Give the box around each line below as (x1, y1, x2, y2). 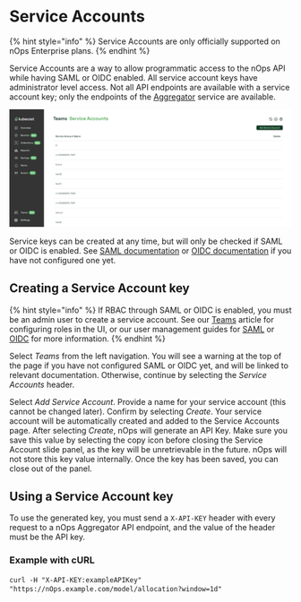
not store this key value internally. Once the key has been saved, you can (9, 453, 279, 464)
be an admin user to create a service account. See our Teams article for (9, 314, 275, 324)
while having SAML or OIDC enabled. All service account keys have (9, 72, 258, 82)
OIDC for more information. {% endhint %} (9, 333, 166, 344)
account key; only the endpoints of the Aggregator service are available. (9, 91, 276, 102)
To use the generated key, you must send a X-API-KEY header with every (9, 512, 276, 523)
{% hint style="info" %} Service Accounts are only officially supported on (9, 36, 280, 47)
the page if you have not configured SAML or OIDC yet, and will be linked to (9, 360, 289, 371)
